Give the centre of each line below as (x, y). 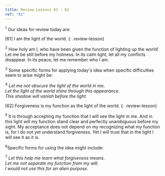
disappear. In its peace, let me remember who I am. (57, 59)
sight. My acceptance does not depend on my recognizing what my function (82, 127)
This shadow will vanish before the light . (46, 96)
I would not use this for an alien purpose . (47, 169)
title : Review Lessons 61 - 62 (37, 10)
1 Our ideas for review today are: (38, 29)
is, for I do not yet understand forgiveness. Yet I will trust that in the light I (79, 132)
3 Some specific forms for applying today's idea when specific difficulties (80, 70)
